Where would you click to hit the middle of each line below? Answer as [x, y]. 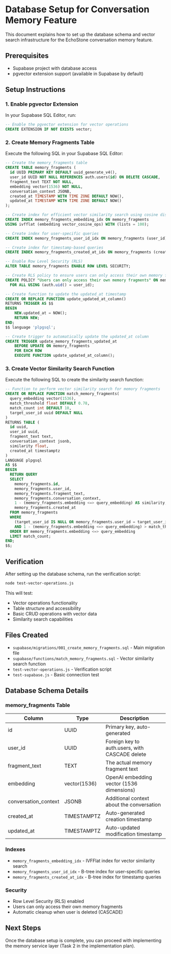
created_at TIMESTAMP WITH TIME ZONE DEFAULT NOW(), [67, 196]
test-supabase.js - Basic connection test [56, 674]
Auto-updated [123, 828]
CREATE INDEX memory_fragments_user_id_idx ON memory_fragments [75, 238]
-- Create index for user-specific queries [52, 233]
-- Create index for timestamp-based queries [54, 248]
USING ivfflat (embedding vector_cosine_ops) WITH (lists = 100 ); [77, 224]
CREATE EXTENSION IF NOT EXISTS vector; [49, 129]
